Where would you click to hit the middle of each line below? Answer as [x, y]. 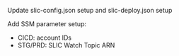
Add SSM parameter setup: [47, 24]
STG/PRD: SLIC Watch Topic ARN [66, 45]
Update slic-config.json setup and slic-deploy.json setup [90, 10]
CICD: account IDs [45, 38]
